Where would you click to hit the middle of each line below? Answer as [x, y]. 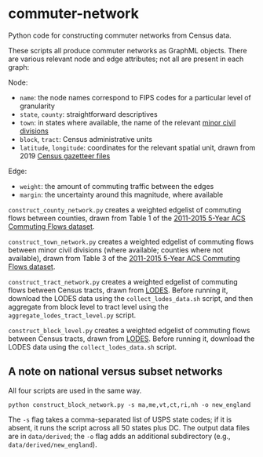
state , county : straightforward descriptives [89, 114]
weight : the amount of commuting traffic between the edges [117, 186]
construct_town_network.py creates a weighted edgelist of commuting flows [131, 241]
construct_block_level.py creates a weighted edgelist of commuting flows [129, 330]
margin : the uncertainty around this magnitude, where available [121, 194]
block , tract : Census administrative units [86, 139]
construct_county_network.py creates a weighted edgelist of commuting [125, 209]
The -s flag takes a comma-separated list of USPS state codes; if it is [120, 419]
